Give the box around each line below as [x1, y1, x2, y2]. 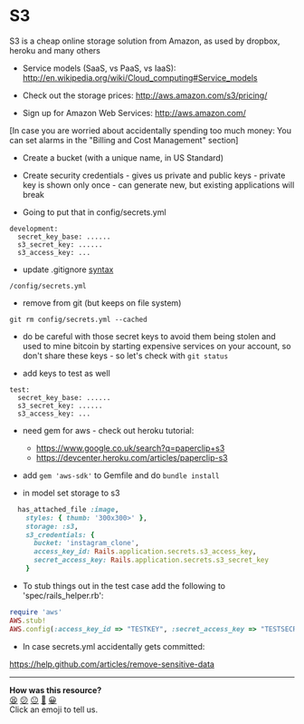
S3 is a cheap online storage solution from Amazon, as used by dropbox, [9, 35, 280, 46]
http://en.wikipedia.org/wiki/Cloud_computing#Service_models [22, 72, 258, 83]
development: [9, 224, 59, 233]
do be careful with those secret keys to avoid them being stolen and [22, 330, 276, 341]
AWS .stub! [9, 616, 47, 625]
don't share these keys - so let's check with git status [22, 350, 229, 361]
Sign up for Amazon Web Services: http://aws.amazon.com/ [22, 107, 247, 118]
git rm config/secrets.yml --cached [9, 315, 147, 324]
